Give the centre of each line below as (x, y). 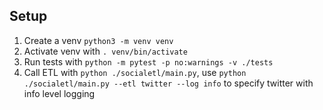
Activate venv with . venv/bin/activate (105, 51)
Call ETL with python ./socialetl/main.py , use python (135, 72)
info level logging (59, 93)
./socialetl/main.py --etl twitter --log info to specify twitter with (168, 83)
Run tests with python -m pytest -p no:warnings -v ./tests (148, 61)
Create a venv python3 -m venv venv (98, 40)
